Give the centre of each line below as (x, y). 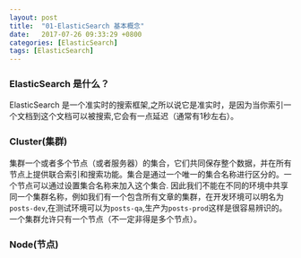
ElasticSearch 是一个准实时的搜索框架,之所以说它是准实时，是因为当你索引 (146, 105)
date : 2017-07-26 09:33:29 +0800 (76, 34)
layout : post (34, 17)
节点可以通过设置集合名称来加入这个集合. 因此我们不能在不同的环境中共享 (152, 185)
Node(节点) (34, 245)
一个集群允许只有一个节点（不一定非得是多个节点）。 (105, 219)
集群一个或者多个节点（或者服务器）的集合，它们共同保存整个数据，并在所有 (150, 163)
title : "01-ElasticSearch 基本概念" (77, 26)
